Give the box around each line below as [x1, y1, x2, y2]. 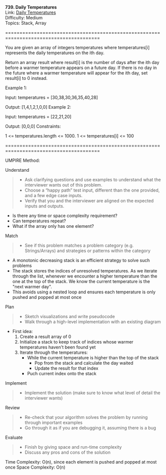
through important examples [24, 419, 83, 425]
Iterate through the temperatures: [19, 349, 88, 355]
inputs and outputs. [24, 203, 64, 209]
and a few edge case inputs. [24, 193, 83, 198]
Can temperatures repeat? [12, 218, 66, 224]
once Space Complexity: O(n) [5, 464, 66, 470]
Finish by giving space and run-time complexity [24, 444, 122, 450]
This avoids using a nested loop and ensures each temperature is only [12, 289, 156, 295]
